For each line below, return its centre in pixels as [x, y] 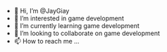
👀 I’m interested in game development [69, 18]
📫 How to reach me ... [47, 41]
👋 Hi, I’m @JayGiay [42, 11]
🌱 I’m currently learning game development [76, 26]
